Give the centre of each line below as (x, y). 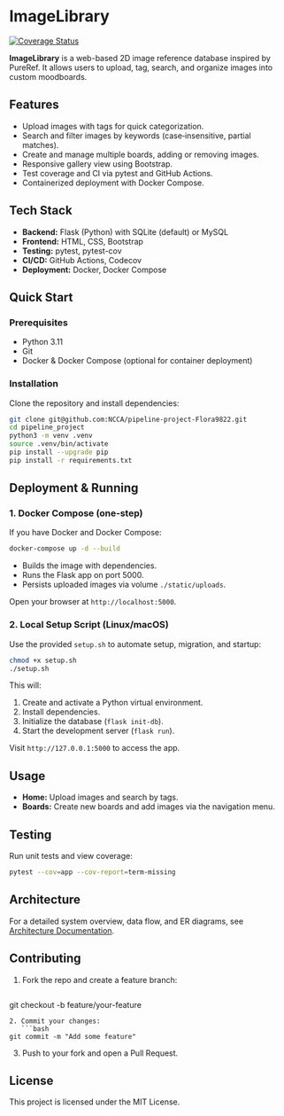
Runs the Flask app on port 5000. (83, 575)
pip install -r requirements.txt (71, 460)
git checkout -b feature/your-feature (75, 1004)
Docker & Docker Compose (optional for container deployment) (137, 361)
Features (34, 105)
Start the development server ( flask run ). (98, 731)
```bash (35, 1029)
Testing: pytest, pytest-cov (72, 251)
